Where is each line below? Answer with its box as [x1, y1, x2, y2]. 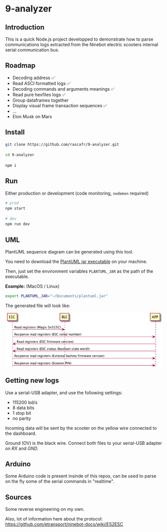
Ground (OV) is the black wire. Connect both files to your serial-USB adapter [5, 440, 162, 446]
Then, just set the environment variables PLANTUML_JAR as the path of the [5, 269, 154, 274]
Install [5, 128, 25, 137]
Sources [5, 493, 32, 501]
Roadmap [5, 61, 36, 70]
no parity [12, 415, 31, 421]
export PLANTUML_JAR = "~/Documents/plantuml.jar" [5, 294, 108, 299]
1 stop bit [12, 410, 31, 416]
